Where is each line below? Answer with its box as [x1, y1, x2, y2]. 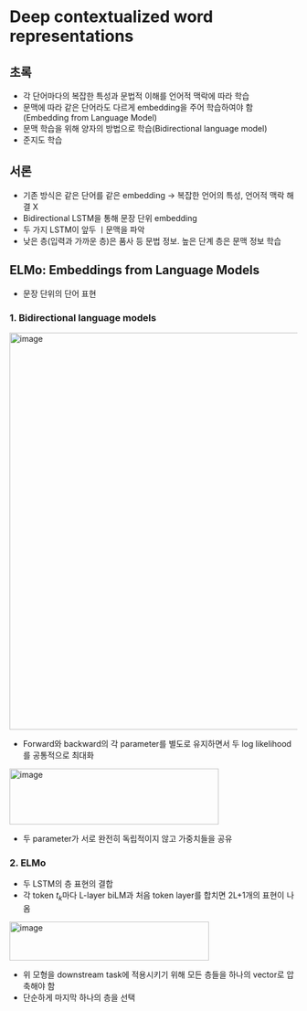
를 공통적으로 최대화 [22, 750, 94, 761]
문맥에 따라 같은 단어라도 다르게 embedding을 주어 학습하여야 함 [22, 102, 254, 112]
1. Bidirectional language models [9, 311, 157, 324]
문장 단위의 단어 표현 [22, 288, 97, 299]
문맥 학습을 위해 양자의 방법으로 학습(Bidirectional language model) [22, 123, 268, 133]
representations [9, 26, 134, 47]
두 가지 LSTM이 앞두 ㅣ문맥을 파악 [22, 224, 145, 235]
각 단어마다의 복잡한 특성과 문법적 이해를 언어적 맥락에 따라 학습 [22, 90, 249, 101]
